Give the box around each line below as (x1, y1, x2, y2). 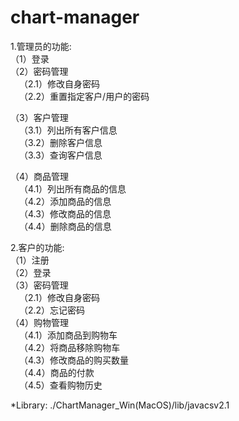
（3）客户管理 (10, 111, 69, 123)
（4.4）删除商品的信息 (19, 220, 112, 232)
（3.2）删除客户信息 (19, 136, 103, 148)
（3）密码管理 (10, 279, 69, 291)
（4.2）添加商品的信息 (19, 195, 112, 207)
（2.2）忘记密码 (19, 304, 86, 316)
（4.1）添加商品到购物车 (19, 329, 118, 341)
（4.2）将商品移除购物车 (19, 341, 121, 353)
